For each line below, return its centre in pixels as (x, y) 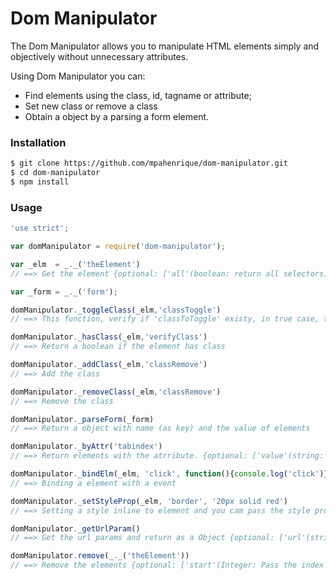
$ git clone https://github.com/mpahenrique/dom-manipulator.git (149, 163)
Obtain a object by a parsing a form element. (117, 116)
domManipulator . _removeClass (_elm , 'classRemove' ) (116, 392)
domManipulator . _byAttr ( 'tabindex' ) (86, 447)
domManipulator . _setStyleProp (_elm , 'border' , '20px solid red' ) (149, 501)
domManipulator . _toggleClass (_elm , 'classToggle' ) (116, 310)
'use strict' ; (40, 228)
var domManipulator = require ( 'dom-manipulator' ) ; (118, 247)
